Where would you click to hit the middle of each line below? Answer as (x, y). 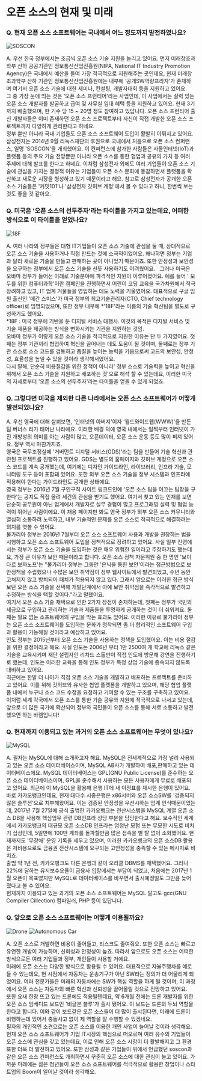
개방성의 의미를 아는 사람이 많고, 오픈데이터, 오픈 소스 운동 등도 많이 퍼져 (97, 437)
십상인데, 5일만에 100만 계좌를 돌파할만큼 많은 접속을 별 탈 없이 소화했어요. (100, 833)
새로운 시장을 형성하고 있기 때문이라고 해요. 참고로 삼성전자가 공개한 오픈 (107, 179)
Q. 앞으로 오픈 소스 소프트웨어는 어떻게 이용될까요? (75, 918)
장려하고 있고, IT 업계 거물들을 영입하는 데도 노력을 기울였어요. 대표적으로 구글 (98, 291)
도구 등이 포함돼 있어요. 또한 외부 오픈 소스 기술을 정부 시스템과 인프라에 (106, 474)
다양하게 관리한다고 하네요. (63, 126)
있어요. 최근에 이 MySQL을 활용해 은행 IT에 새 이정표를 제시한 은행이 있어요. (101, 788)
